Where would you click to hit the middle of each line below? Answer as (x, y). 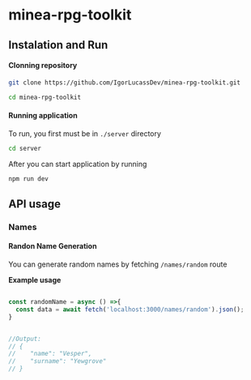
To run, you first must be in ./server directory (85, 133)
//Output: (25, 339)
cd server (25, 148)
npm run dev (28, 179)
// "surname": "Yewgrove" (57, 361)
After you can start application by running (78, 164)
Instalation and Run (58, 45)
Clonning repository (43, 66)
